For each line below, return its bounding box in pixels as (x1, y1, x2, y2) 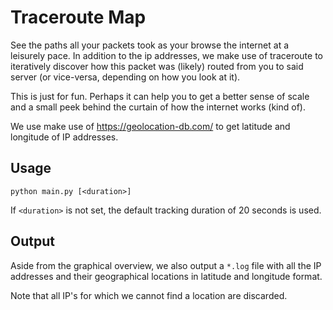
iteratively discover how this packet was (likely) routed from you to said (10, 60, 304, 72)
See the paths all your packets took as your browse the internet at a (10, 39, 290, 51)
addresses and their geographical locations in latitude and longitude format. (10, 270, 323, 282)
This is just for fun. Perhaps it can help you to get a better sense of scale (10, 90, 310, 102)
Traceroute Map (10, 6, 147, 29)
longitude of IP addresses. (10, 131, 119, 143)
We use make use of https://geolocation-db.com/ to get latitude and (10, 120, 291, 132)
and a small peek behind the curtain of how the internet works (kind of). (10, 101, 306, 113)
